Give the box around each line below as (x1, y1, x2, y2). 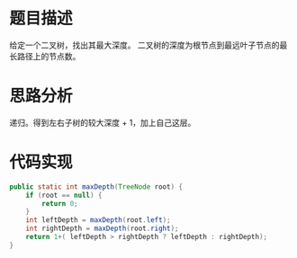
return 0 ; (41, 199, 78, 208)
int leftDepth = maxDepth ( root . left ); (25, 216, 171, 225)
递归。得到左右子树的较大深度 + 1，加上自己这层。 (9, 117, 196, 128)
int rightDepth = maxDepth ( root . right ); (25, 224, 179, 234)
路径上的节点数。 (16, 50, 81, 61)
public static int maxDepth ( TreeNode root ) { (9, 182, 183, 191)
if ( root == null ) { (25, 191, 103, 200)
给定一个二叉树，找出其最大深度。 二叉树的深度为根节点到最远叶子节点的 (9, 40, 280, 50)
